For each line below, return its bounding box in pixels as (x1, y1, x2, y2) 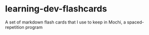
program (25, 24, 43, 30)
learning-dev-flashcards (5, 3, 107, 14)
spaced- (127, 19, 144, 25)
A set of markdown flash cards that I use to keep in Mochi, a (5, 19, 126, 25)
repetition (5, 24, 24, 30)
